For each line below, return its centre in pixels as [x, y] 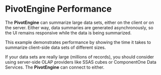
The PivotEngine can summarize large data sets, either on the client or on [80, 22]
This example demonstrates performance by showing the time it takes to [78, 42]
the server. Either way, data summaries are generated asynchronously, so [79, 27]
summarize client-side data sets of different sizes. [56, 47]
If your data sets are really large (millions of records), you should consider [80, 56]
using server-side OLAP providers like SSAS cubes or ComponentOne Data [81, 62]
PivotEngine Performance [58, 9]
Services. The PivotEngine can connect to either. [55, 67]
